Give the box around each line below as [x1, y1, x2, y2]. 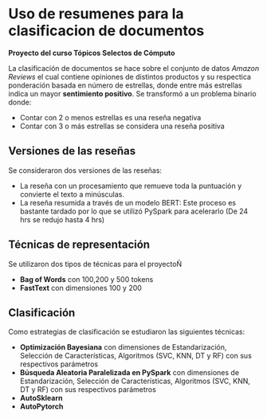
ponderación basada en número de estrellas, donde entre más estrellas [8, 80, 242, 90]
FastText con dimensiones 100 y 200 [19, 283, 142, 292]
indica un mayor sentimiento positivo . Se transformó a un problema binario [8, 88, 257, 98]
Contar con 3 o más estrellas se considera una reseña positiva [19, 121, 225, 131]
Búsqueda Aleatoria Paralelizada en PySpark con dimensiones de [19, 368, 240, 378]
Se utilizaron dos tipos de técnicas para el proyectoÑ [8, 259, 183, 268]
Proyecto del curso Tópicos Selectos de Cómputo [8, 48, 175, 57]
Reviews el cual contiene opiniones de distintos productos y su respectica [8, 72, 251, 81]
